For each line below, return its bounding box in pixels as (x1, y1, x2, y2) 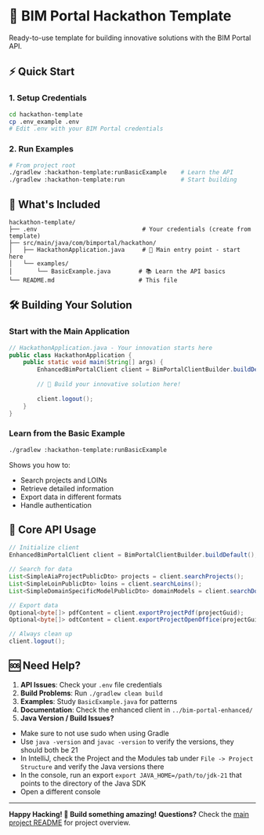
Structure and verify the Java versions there (20, 761, 165, 771)
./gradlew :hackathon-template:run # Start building (9, 176, 237, 184)
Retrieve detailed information (20, 483, 114, 493)
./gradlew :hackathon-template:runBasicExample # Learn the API (9, 169, 234, 177)
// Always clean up (9, 630, 73, 638)
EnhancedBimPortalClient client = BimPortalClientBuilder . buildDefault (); (9, 551, 259, 560)
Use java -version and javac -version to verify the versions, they (20, 737, 234, 746)
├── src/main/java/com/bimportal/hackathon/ (9, 239, 157, 246)
